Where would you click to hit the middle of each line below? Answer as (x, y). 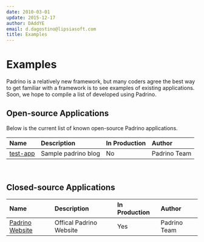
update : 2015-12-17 (31, 18)
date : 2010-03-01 (28, 12)
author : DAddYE (25, 23)
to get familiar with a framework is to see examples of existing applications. (100, 88)
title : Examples (27, 35)
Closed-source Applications (61, 188)
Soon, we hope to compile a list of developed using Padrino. (81, 94)
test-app (22, 153)
